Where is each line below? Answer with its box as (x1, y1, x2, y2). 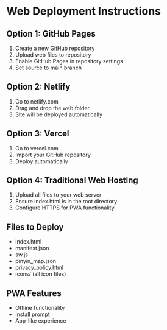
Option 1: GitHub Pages (6, 29, 96, 39)
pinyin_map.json (15, 258, 57, 265)
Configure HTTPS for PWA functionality (15, 204, 115, 211)
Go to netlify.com (15, 97, 59, 105)
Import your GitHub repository (15, 151, 91, 158)
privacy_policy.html (15, 264, 64, 272)
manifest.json (15, 245, 49, 252)
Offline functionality (15, 304, 65, 312)
